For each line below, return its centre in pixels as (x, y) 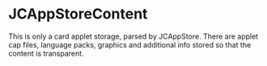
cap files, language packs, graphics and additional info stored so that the (130, 44)
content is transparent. (46, 53)
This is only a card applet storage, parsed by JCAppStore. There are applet (133, 36)
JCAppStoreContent (78, 14)
